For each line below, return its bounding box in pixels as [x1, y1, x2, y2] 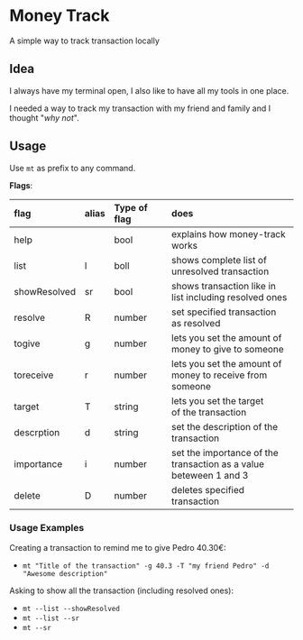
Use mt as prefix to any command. [9, 162, 136, 173]
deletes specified [170, 483, 245, 496]
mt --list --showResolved [22, 604, 120, 613]
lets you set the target [170, 394, 264, 407]
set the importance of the [170, 446, 280, 459]
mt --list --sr [22, 614, 80, 623]
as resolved [170, 316, 221, 329]
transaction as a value [170, 457, 264, 470]
